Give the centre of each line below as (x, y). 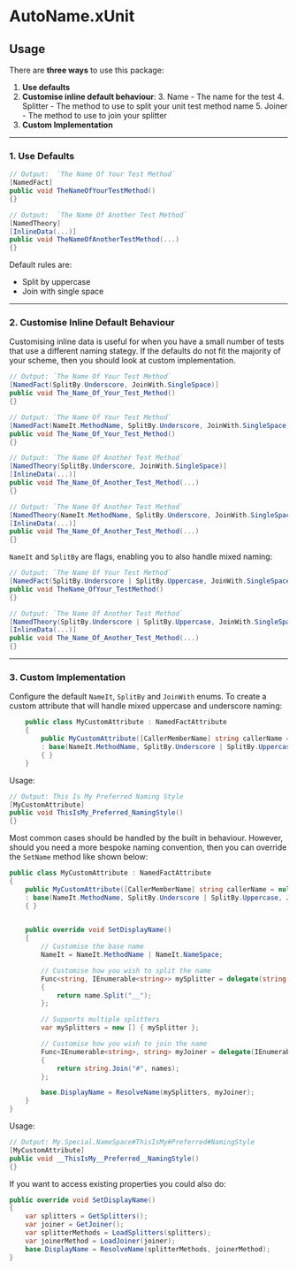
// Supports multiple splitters (101, 1020)
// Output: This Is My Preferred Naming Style (96, 796)
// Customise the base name (92, 947)
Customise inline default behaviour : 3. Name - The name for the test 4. (153, 96)
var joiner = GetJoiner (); (75, 1225)
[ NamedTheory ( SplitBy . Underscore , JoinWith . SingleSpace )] (118, 466)
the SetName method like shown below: (79, 857)
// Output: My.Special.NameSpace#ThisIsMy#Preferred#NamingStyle (132, 1143)
